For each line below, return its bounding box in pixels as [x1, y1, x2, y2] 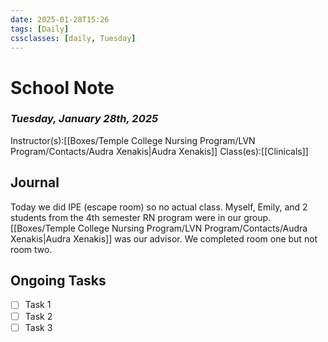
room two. [10, 243, 53, 255]
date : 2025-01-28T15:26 [10, 14, 110, 25]
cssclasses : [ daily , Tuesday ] [10, 33, 137, 43]
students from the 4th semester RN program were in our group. [10, 211, 272, 223]
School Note [10, 76, 115, 99]
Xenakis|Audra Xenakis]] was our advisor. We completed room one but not [10, 232, 318, 245]
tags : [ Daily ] [10, 24, 70, 34]
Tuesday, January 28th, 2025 [10, 112, 159, 126]
